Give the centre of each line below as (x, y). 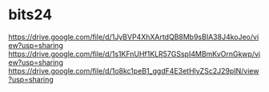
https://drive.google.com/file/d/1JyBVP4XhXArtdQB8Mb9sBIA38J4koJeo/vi (134, 37)
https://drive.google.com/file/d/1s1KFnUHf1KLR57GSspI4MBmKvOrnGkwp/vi (134, 54)
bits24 (30, 15)
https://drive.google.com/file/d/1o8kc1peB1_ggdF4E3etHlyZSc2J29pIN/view (134, 70)
